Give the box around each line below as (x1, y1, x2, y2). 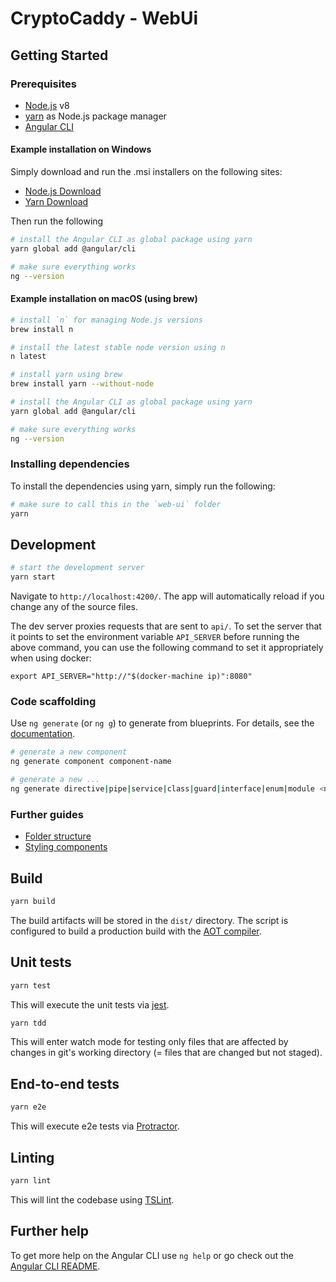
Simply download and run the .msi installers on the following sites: (10, 166, 283, 178)
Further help (10, 1223, 90, 1240)
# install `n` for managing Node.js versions (10, 315, 203, 325)
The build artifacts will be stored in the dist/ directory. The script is (10, 914, 289, 926)
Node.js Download (24, 185, 102, 197)
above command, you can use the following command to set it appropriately (10, 642, 324, 654)
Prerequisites (10, 77, 77, 91)
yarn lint (10, 1175, 52, 1186)
